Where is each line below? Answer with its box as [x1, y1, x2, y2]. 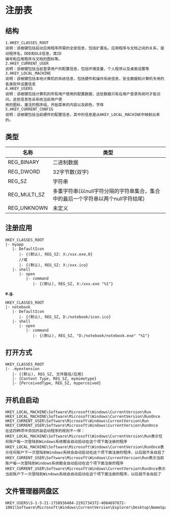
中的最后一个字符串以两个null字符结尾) [52, 195, 145, 202]
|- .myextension [5, 366, 40, 371]
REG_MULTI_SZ [8, 191, 45, 198]
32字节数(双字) [52, 168, 89, 176]
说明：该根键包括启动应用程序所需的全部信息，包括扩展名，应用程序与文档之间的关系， [5, 46, 161, 51]
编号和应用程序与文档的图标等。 [5, 56, 63, 62]
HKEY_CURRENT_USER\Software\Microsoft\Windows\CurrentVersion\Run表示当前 [5, 455, 164, 461]
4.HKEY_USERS [5, 86, 33, 91]
